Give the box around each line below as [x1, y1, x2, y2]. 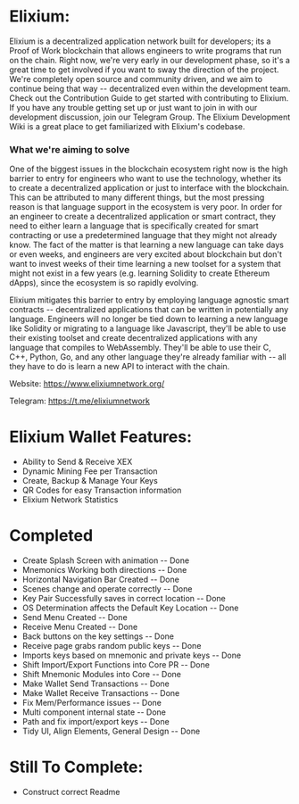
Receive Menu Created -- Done [21, 622, 138, 633]
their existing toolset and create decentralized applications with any [9, 333, 258, 344]
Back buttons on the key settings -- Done [21, 631, 174, 642]
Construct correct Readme [21, 787, 120, 798]
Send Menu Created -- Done [21, 612, 128, 623]
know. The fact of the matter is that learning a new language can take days [9, 239, 284, 251]
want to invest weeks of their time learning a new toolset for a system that [9, 259, 281, 269]
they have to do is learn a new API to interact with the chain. [9, 361, 230, 372]
